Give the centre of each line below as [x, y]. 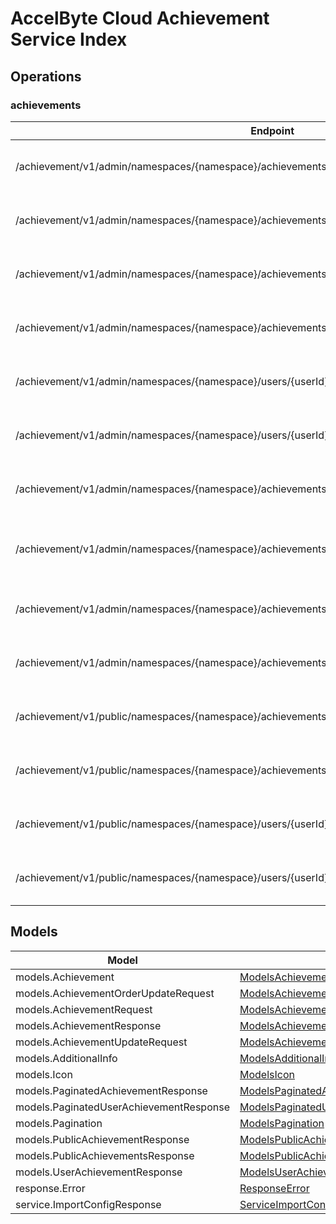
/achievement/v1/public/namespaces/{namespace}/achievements [171, 770]
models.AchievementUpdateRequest [101, 1042]
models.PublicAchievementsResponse [105, 1155]
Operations [46, 76]
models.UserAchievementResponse [99, 1172]
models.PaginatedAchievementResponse [111, 1090]
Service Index [69, 39]
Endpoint [272, 130]
